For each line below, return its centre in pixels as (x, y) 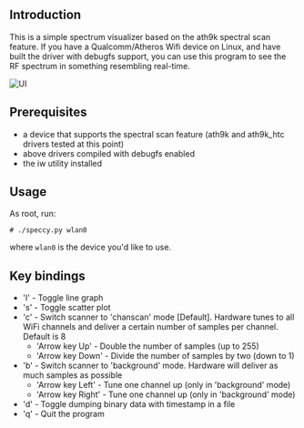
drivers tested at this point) (73, 144)
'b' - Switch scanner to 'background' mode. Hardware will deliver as (150, 366)
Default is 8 (44, 337)
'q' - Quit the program (63, 414)
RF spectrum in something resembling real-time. (100, 66)
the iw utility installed (62, 163)
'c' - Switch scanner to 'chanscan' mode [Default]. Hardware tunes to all (158, 317)
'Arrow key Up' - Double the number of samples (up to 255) (147, 346)
